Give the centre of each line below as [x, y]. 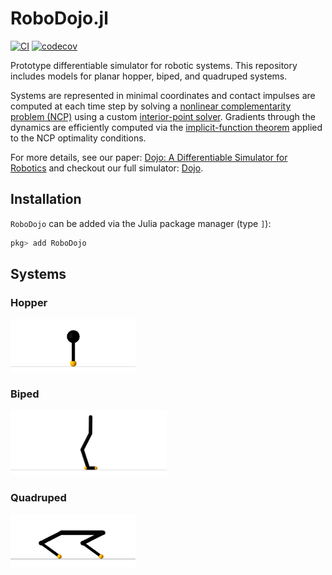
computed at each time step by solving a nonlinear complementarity [151, 106]
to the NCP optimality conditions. [78, 138]
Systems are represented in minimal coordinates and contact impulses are [163, 95]
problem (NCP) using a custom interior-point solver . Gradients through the [163, 116]
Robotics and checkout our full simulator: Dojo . [107, 168]
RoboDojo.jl [59, 18]
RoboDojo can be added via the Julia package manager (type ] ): [141, 223]
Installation [46, 199]
